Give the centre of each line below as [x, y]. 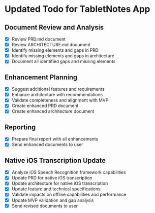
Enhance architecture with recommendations [57, 95]
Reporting [20, 127]
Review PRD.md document [39, 39]
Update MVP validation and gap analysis [53, 200]
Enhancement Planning [41, 77]
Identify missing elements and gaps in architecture [63, 56]
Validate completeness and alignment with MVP [60, 100]
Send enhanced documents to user [47, 144]
